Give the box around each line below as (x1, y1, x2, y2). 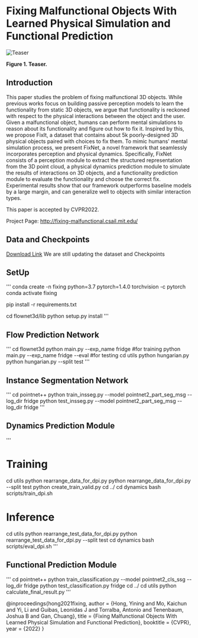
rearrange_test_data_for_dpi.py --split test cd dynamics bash (6, 536, 155, 544)
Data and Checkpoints (6, 234, 90, 245)
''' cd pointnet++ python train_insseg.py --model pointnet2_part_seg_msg (6, 391, 186, 398)
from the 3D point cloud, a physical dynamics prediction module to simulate (6, 163, 190, 170)
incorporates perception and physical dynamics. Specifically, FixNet (6, 150, 172, 157)
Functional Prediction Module (6, 560, 117, 570)
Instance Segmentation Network (6, 375, 129, 385)
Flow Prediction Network (6, 329, 99, 339)
